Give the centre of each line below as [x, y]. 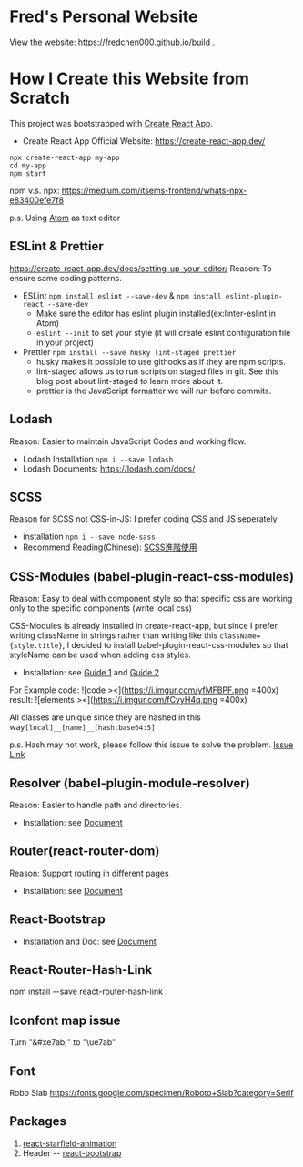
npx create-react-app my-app [65, 157]
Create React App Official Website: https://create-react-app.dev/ [144, 141]
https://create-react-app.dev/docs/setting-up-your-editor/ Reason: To [141, 268]
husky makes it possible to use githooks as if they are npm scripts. [161, 361]
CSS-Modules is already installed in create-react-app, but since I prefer [143, 626]
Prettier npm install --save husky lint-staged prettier [129, 351]
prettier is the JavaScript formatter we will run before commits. [154, 391]
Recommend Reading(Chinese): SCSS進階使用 [110, 547]
